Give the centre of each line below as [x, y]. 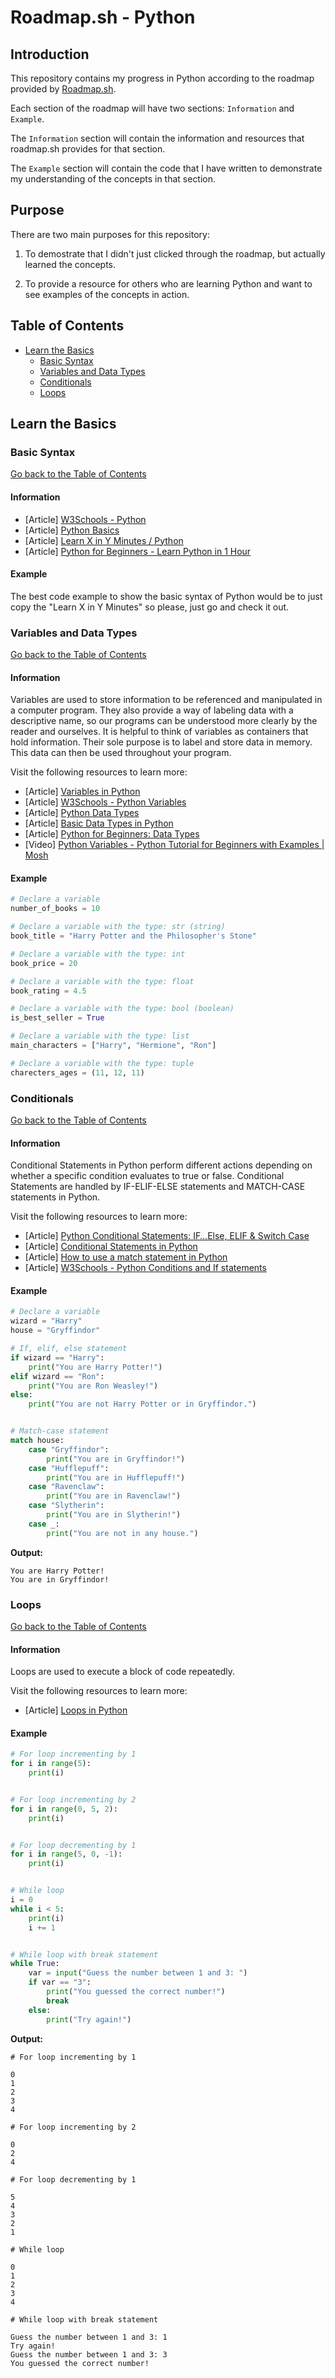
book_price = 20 [44, 963]
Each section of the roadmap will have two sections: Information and [152, 108]
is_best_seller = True [57, 1018]
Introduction [50, 54]
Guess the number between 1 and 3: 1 [89, 2337]
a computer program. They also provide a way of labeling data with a [152, 710]
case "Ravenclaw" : [66, 1487]
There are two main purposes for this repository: [110, 234]
